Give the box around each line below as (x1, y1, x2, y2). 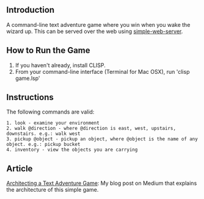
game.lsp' (15, 74, 41, 82)
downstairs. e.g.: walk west (6, 131, 81, 137)
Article (6, 163, 33, 173)
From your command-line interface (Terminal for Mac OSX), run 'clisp (15, 68, 190, 75)
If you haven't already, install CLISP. (15, 61, 106, 69)
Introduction (6, 5, 55, 15)
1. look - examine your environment (6, 120, 100, 126)
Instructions (6, 92, 54, 103)
